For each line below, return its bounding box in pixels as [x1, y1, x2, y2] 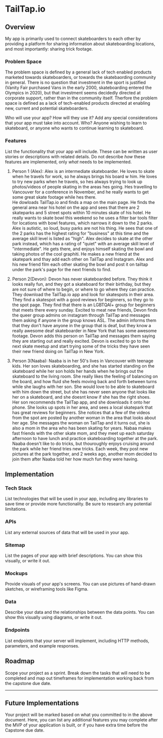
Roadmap [5, 657, 35, 665]
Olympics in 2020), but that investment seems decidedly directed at [5, 90, 141, 96]
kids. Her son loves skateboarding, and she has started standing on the [12, 363, 155, 369]
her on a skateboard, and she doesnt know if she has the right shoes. [12, 394, 151, 400]
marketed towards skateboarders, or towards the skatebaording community [5, 74, 156, 80]
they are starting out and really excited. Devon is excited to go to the [12, 338, 149, 344]
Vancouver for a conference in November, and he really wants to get [12, 189, 149, 195]
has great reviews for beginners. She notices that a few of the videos [12, 409, 150, 415]
